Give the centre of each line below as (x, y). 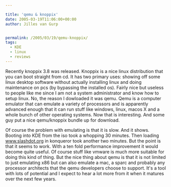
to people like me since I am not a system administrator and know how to (82, 93)
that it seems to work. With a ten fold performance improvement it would (82, 146)
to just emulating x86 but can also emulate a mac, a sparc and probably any (85, 162)
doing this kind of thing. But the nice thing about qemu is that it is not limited (86, 157)
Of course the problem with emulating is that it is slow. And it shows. (77, 130)
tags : (11, 42)
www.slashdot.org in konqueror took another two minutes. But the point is (83, 141)
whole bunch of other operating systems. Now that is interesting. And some (85, 114)
